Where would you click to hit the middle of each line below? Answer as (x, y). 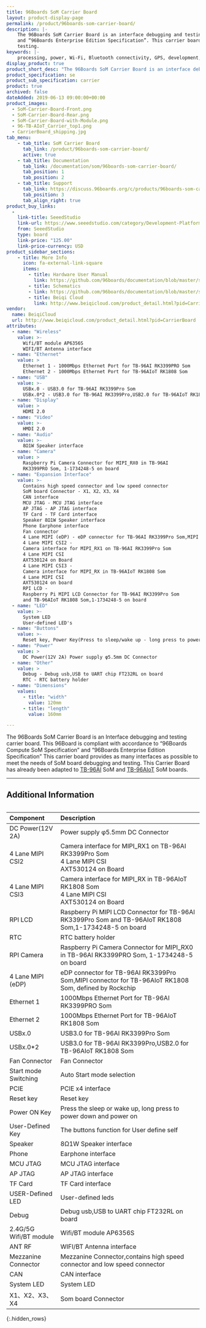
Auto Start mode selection (98, 1075)
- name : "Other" (32, 663)
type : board (32, 235)
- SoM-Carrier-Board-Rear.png (50, 115)
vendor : (16, 309)
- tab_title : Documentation (53, 160)
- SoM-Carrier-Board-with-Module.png (60, 120)
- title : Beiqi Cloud (56, 297)
